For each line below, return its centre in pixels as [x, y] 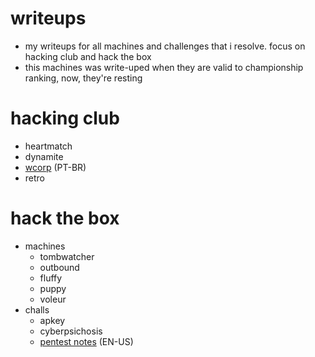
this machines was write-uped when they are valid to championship [164, 67]
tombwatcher [67, 256]
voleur [53, 299]
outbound [59, 267]
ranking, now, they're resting [83, 78]
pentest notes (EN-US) [86, 341]
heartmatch [48, 146]
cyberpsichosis [71, 331]
